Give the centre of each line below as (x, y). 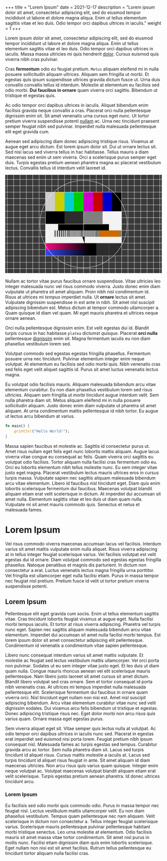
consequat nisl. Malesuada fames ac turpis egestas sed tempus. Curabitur (81, 744)
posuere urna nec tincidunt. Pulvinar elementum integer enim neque (75, 359)
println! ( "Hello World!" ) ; (42, 431)
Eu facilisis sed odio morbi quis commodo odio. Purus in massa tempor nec (82, 805)
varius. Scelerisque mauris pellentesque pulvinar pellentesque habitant (78, 827)
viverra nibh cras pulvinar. (32, 59)
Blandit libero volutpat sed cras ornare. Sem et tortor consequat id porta (79, 682)
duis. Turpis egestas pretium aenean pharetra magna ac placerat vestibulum (83, 162)
